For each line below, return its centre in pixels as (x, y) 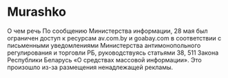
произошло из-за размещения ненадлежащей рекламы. (90, 67)
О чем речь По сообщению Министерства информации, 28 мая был (107, 31)
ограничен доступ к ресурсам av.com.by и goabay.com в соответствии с (114, 38)
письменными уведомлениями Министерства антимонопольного (104, 45)
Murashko (37, 12)
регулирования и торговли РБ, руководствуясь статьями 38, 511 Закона (113, 53)
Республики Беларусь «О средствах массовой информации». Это (104, 60)
